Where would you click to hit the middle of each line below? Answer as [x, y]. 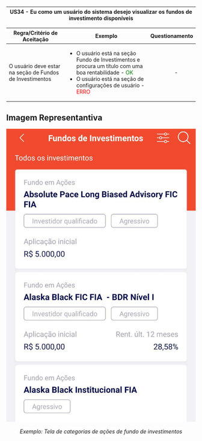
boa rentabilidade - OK [105, 72]
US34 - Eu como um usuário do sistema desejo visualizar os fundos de [101, 11]
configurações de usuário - [110, 85]
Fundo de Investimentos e [108, 59]
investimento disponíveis [101, 18]
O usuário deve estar [35, 66]
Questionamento [172, 36]
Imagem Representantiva [54, 117]
